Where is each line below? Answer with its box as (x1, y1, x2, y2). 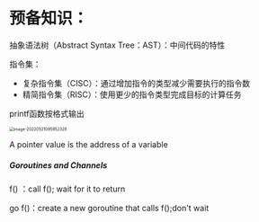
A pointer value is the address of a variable (9, 138, 168, 149)
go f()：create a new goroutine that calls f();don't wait (9, 202, 210, 213)
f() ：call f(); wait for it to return (9, 183, 126, 194)
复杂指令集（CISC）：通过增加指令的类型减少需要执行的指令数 (22, 77, 250, 88)
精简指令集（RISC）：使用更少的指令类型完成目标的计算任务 (22, 89, 242, 100)
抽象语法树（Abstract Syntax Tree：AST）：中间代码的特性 (9, 40, 226, 50)
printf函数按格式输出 (9, 108, 85, 119)
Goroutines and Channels (9, 159, 108, 171)
